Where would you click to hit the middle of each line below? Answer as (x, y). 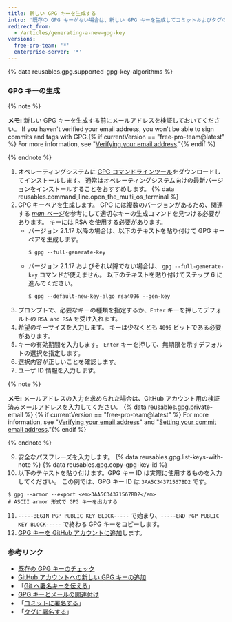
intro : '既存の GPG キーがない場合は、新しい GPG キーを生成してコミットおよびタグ (115, 20)
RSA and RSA (55, 319)
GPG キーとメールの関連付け (58, 594)
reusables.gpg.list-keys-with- (181, 457)
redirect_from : (30, 26)
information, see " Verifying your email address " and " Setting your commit (112, 422)
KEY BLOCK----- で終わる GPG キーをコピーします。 (91, 524)
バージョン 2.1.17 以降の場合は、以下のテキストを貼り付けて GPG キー (126, 231)
